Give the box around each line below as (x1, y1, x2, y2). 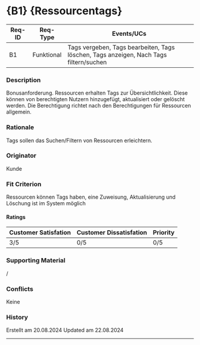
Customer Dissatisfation (76, 228, 148, 237)
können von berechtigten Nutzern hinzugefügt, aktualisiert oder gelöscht (6, 96, 185, 103)
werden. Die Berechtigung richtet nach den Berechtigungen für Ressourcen (6, 102, 192, 109)
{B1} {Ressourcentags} (6, 4, 123, 18)
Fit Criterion (6, 180, 42, 188)
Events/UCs (112, 29, 147, 37)
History (6, 313, 29, 321)
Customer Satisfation (9, 228, 71, 237)
